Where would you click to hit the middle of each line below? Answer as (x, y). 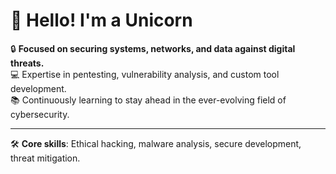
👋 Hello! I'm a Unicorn (101, 20)
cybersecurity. (40, 114)
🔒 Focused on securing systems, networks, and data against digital (153, 48)
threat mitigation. (45, 158)
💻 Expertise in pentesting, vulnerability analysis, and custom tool (145, 74)
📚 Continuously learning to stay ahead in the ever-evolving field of (148, 100)
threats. (27, 63)
